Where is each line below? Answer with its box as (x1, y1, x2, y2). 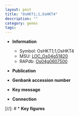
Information (12, 39, 37, 44)
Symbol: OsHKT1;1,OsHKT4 (19, 48, 75, 54)
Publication (12, 68, 36, 74)
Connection (12, 96, 37, 102)
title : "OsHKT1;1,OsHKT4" (5, 12, 58, 17)
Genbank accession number (12, 77, 71, 83)
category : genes (5, 20, 38, 26)
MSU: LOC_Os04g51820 (19, 53, 68, 59)
